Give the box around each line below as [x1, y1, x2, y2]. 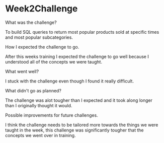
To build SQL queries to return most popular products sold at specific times [5, 29, 160, 35]
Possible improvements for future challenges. [5, 112, 98, 118]
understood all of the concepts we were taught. [5, 59, 102, 65]
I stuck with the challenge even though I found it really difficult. [5, 78, 134, 84]
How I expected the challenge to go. [5, 44, 80, 50]
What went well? [5, 68, 39, 74]
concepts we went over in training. [5, 132, 76, 138]
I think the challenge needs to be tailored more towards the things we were [5, 122, 159, 128]
